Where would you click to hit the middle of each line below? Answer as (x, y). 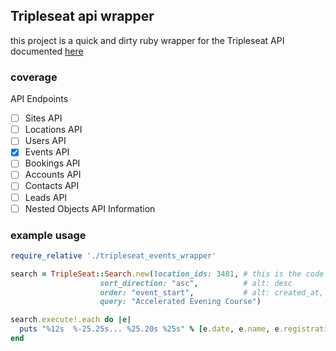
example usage (48, 235)
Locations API (53, 130)
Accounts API (53, 175)
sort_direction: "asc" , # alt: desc (196, 283)
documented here (47, 51)
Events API (47, 152)
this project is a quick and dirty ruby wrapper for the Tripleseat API (147, 40)
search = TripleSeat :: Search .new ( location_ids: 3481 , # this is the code (167, 274)
